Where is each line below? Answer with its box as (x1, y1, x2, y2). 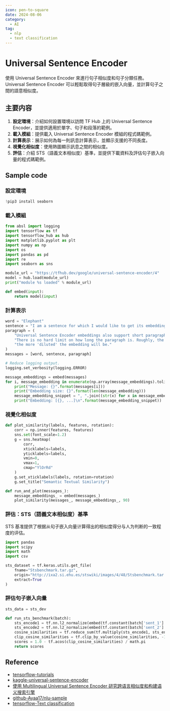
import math (5, 549, 30, 555)
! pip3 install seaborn (5, 199, 53, 204)
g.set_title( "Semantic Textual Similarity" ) (14, 479, 110, 484)
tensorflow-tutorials (12, 671, 54, 678)
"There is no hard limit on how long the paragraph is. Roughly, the (14, 337, 164, 342)
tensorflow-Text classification (12, 700, 75, 706)
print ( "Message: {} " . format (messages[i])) (14, 384, 105, 389)
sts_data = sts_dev (5, 606, 47, 612)
